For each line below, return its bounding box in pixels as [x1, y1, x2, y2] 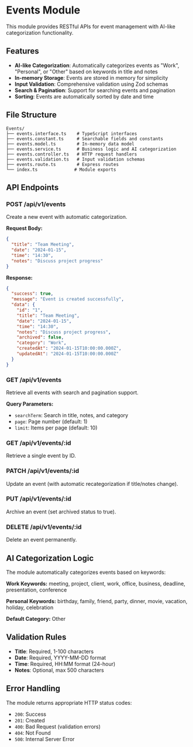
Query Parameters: [6, 400, 54, 407]
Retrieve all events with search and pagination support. [6, 388, 139, 396]
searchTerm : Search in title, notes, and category [14, 411, 129, 418]
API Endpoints [6, 182, 59, 192]
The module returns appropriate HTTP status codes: [6, 699, 132, 706]
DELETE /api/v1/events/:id [6, 523, 82, 531]
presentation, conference [6, 586, 67, 593]
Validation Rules [6, 632, 67, 643]
